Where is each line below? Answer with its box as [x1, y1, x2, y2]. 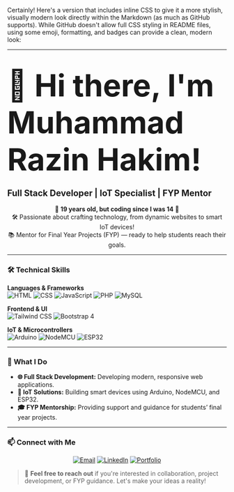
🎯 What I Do [7, 357, 47, 367]
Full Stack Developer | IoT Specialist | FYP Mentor [7, 187, 212, 199]
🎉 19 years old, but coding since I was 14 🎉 [54, 205, 180, 213]
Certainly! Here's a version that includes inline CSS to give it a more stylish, [7, 6, 223, 14]
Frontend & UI [7, 305, 47, 313]
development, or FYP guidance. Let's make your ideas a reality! [24, 477, 207, 485]
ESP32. [17, 395, 39, 403]
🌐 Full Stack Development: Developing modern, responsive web [17, 373, 203, 381]
